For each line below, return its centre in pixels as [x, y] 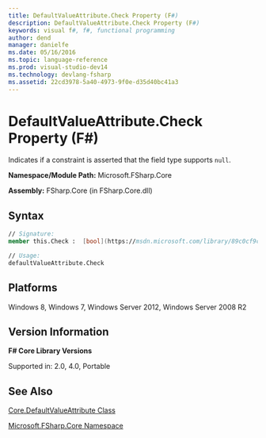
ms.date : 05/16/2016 [42, 52]
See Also [30, 391]
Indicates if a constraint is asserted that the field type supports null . [120, 160]
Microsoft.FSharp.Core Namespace [66, 426]
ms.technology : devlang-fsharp [60, 75]
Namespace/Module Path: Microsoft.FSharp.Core [90, 175]
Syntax [26, 215]
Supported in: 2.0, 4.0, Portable [59, 367]
